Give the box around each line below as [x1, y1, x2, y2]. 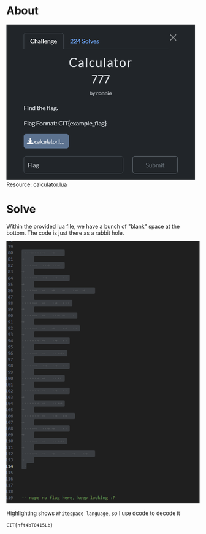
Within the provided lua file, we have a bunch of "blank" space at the [6, 222, 180, 230]
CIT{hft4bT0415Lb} [6, 522, 53, 528]
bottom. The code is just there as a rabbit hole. [6, 229, 124, 237]
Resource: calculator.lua [6, 181, 67, 188]
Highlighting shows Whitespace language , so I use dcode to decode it [6, 509, 181, 517]
